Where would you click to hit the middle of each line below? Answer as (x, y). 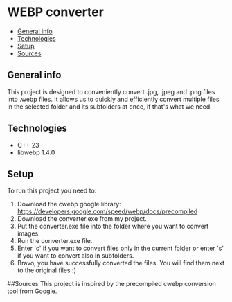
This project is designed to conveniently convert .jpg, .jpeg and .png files (111, 91)
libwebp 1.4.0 (36, 152)
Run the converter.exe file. (55, 241)
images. (28, 233)
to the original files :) (46, 270)
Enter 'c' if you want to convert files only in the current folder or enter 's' (120, 248)
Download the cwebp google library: (69, 204)
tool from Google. (32, 291)
